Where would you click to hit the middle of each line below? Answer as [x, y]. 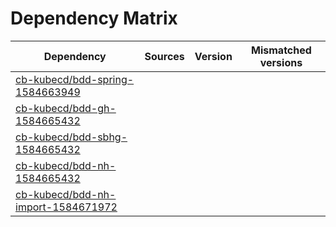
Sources [164, 56]
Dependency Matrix [94, 18]
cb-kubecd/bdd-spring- [75, 79]
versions [281, 62]
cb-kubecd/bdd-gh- [66, 108]
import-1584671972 [66, 207]
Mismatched [281, 50]
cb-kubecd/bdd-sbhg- [71, 137]
